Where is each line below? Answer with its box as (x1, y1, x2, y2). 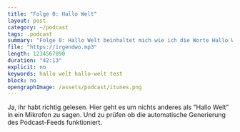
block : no (7, 76, 37, 84)
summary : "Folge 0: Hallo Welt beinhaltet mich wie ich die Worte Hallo (7, 37, 229, 44)
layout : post (7, 17, 46, 24)
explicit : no (7, 64, 46, 71)
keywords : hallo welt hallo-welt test (7, 70, 123, 77)
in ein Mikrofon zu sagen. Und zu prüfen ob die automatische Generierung (7, 111, 226, 119)
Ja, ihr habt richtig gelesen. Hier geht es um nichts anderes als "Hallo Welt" (7, 103, 229, 111)
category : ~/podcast (7, 24, 69, 31)
